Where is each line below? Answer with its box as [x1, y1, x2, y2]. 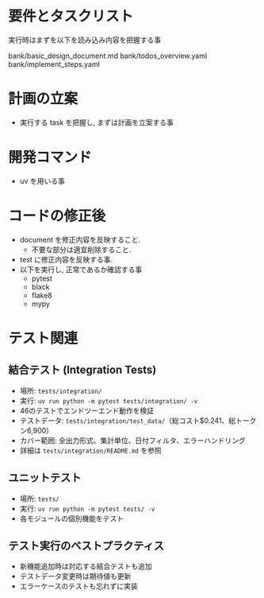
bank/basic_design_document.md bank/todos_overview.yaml [8, 51, 208, 60]
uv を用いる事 [19, 176, 65, 185]
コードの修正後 [8, 208, 106, 225]
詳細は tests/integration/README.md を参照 [19, 445, 162, 455]
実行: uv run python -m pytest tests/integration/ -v [19, 395, 198, 406]
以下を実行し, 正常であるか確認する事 [19, 264, 143, 274]
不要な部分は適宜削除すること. [31, 244, 132, 254]
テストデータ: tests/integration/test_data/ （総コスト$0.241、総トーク [19, 415, 257, 425]
